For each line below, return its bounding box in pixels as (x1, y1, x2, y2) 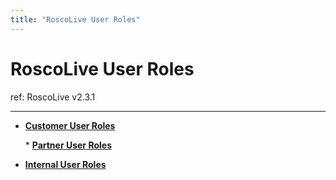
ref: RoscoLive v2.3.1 (10, 91, 96, 103)
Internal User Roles (24, 158, 107, 170)
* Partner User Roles (24, 139, 112, 151)
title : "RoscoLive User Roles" (10, 14, 141, 25)
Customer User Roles (24, 119, 116, 131)
